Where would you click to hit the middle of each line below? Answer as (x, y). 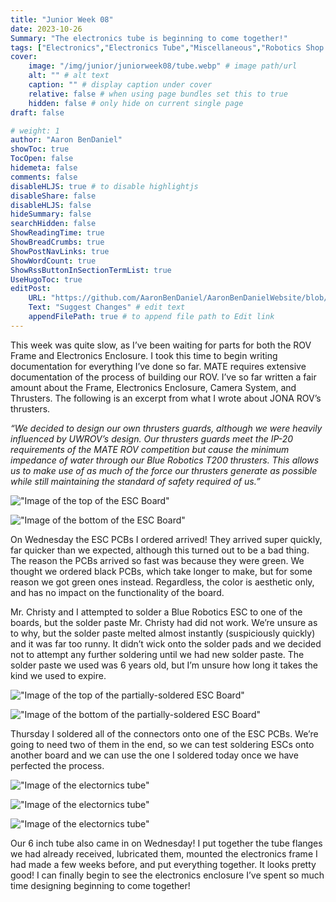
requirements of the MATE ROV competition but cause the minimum (150, 449)
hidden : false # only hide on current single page (136, 103)
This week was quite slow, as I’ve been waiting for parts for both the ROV (161, 345)
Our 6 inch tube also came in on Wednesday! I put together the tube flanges (166, 843)
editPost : (31, 289)
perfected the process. (57, 765)
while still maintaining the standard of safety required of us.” (135, 481)
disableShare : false (53, 196)
